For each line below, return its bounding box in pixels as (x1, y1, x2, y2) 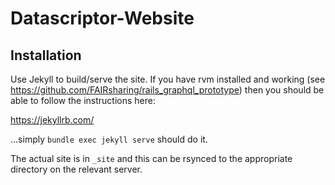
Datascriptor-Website (10, 7, 195, 30)
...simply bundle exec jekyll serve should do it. (10, 133, 208, 145)
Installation (10, 47, 82, 64)
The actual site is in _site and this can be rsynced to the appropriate (10, 153, 293, 164)
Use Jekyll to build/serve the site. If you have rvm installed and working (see (10, 73, 326, 85)
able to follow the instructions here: (10, 95, 156, 106)
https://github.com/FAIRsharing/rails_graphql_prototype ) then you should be (10, 84, 325, 96)
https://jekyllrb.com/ (10, 114, 95, 126)
